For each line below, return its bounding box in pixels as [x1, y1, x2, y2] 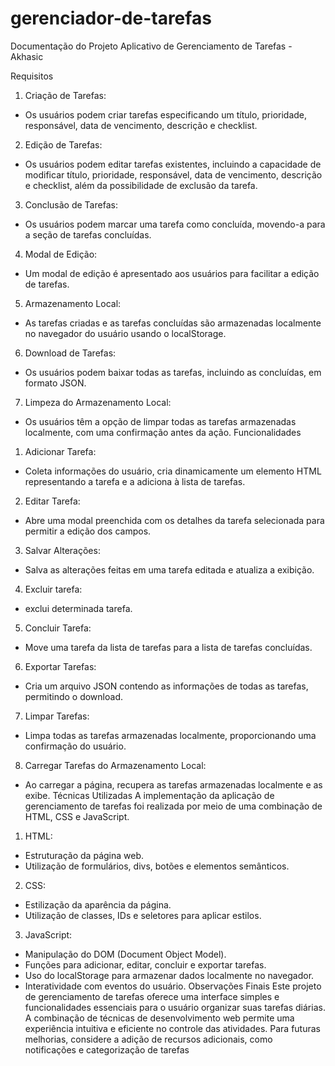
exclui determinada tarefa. [24, 602, 133, 614]
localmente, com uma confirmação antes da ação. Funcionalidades [24, 426, 302, 438]
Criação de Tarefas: [24, 89, 107, 101]
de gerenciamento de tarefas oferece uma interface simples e [24, 990, 280, 1002]
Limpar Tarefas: [24, 710, 90, 722]
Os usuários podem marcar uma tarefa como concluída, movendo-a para [24, 218, 326, 230]
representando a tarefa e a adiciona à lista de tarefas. [24, 475, 246, 487]
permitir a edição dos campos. [24, 525, 152, 537]
